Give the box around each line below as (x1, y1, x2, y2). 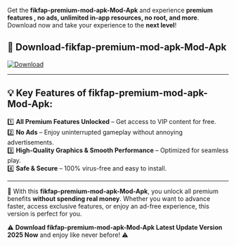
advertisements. (7, 137, 54, 147)
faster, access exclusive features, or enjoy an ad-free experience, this (7, 202, 209, 210)
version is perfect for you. (7, 209, 82, 218)
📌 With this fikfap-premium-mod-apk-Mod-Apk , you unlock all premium (7, 187, 219, 195)
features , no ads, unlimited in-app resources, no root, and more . (7, 13, 199, 22)
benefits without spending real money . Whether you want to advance (7, 194, 211, 203)
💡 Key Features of (7, 87, 86, 99)
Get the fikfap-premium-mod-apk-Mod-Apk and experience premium (7, 6, 213, 14)
